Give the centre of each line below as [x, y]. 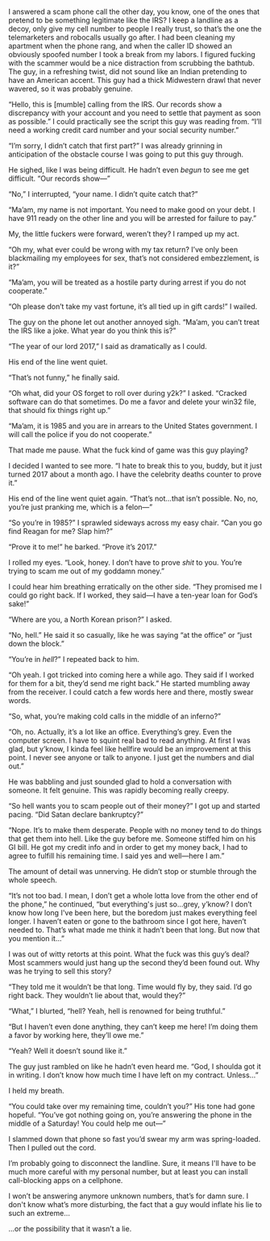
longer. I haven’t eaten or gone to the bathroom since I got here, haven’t [128, 921]
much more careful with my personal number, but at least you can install [128, 1172]
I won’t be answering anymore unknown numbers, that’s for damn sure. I [128, 1196]
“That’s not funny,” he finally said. [64, 377]
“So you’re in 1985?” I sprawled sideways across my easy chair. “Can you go [135, 523]
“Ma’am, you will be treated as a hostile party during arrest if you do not [127, 282]
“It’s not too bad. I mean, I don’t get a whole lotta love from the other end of [133, 895]
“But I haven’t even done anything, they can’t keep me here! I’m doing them [133, 1027]
